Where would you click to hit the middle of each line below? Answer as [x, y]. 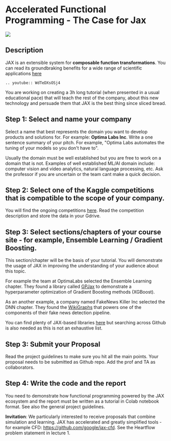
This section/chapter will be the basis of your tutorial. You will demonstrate [84, 260]
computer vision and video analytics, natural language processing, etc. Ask [84, 169]
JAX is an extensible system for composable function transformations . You [86, 62]
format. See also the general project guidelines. [55, 406]
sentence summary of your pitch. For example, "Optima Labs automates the [85, 142]
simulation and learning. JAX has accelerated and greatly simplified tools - [83, 422]
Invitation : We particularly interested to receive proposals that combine [80, 416]
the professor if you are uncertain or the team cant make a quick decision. [83, 174]
